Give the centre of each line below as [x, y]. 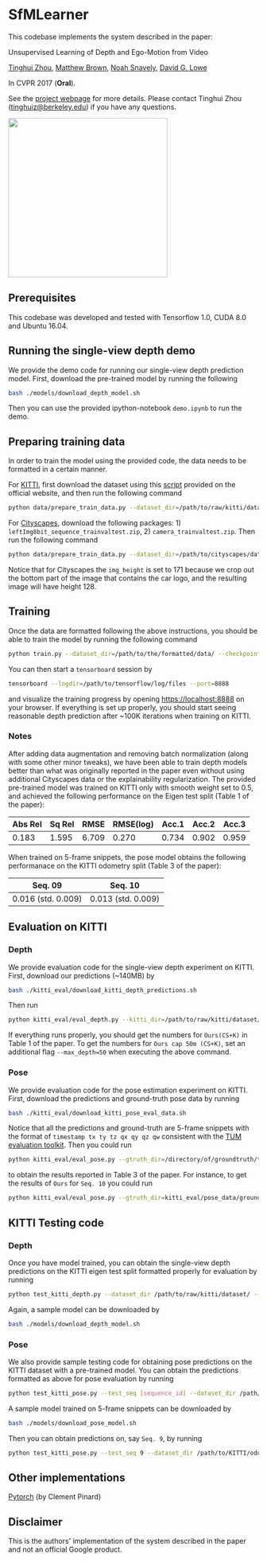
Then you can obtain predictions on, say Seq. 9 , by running [105, 1438]
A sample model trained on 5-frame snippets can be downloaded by [120, 1408]
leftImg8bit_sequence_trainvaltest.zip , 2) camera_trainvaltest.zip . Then [132, 532]
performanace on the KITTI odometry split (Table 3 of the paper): [115, 865]
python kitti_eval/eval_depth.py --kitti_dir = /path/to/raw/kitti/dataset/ [135, 1020]
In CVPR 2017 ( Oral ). [42, 83]
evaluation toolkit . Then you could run [70, 1145]
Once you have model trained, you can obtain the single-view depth [119, 1263]
